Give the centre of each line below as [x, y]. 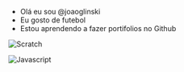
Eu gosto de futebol [53, 20]
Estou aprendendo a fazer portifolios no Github [98, 28]
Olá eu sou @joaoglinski [60, 12]
